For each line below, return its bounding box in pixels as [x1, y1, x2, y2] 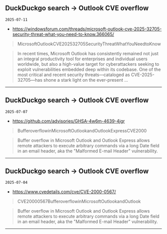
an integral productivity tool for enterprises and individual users [17, 56, 148, 62]
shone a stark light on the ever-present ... [43, 77, 128, 83]
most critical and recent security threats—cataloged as [17, 72, 130, 78]
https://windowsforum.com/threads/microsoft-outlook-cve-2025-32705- [12, 26, 162, 32]
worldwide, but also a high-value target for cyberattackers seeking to [17, 61, 160, 67]
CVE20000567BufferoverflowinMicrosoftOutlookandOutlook [17, 199, 141, 205]
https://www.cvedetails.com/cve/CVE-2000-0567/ [12, 189, 116, 195]
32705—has [17, 77, 43, 83]
